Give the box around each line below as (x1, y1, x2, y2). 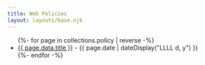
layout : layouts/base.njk (7, 17, 83, 24)
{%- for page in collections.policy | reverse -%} (17, 36, 155, 44)
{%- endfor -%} (17, 50, 64, 59)
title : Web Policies (7, 10, 68, 17)
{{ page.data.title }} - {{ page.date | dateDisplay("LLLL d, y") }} (17, 43, 198, 52)
